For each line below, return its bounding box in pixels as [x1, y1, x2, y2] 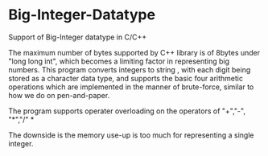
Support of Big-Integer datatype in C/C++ [8, 32, 147, 42]
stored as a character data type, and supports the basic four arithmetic [8, 73, 244, 83]
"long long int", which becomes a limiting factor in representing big [8, 56, 230, 66]
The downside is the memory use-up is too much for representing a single [8, 130, 254, 140]
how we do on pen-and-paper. [8, 90, 110, 100]
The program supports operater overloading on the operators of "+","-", [8, 106, 245, 116]
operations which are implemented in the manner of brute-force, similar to [8, 82, 254, 92]
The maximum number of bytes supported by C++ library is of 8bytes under [8, 47, 261, 57]
